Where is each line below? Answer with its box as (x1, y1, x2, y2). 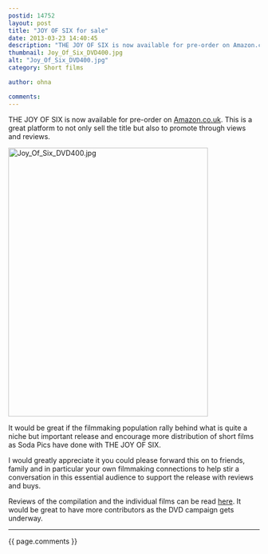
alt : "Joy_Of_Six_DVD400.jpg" (8, 57, 109, 65)
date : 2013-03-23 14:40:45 (8, 34, 98, 42)
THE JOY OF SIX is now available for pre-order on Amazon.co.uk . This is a (8, 114, 253, 124)
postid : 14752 (8, 11, 56, 20)
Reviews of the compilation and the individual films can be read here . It (8, 496, 242, 506)
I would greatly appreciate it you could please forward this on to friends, (8, 455, 246, 464)
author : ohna (8, 78, 52, 86)
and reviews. (8, 131, 50, 141)
